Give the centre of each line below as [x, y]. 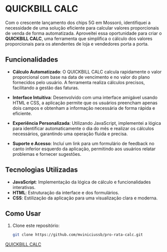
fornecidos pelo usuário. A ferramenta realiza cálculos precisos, [78, 82]
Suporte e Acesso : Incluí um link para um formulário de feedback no [83, 143]
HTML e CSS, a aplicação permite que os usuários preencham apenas [85, 103]
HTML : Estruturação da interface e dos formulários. [66, 192]
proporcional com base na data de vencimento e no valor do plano [81, 77]
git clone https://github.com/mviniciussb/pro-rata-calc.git [78, 235]
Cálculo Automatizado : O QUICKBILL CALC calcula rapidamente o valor [87, 72]
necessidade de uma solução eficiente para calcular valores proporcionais [82, 28]
